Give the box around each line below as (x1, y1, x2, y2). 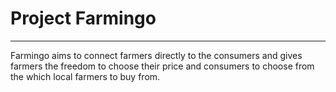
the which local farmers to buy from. (10, 70, 161, 82)
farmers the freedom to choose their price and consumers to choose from (10, 60, 315, 72)
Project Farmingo (10, 7, 157, 30)
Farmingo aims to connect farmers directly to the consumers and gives (10, 49, 303, 61)
